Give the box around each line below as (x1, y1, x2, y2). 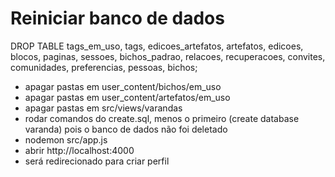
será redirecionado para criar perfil (24, 155, 170, 167)
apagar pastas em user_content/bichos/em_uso (24, 80, 222, 92)
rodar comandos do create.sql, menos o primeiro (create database (24, 112, 300, 124)
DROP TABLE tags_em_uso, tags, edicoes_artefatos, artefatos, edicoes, (10, 40, 304, 52)
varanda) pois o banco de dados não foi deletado (24, 123, 228, 135)
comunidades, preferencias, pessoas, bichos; (10, 61, 198, 73)
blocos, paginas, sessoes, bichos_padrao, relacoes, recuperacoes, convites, (10, 50, 326, 62)
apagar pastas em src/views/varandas (24, 102, 183, 114)
